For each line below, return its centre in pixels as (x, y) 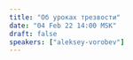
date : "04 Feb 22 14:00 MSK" (63, 26)
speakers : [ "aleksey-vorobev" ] (67, 42)
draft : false (33, 34)
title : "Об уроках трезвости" (65, 17)
